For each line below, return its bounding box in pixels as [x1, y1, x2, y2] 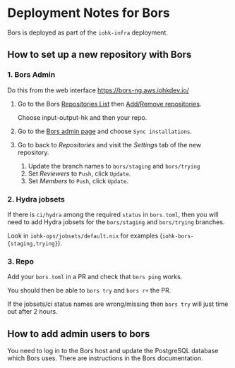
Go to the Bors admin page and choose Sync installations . [17, 127, 193, 135]
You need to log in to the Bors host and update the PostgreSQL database [7, 347, 219, 355]
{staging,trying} [7, 240, 59, 247]
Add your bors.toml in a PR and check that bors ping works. [7, 273, 183, 281]
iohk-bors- [162, 233, 194, 240]
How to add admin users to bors [7, 328, 150, 340]
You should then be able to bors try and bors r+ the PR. [7, 286, 171, 295]
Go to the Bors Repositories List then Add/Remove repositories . [17, 99, 202, 108]
